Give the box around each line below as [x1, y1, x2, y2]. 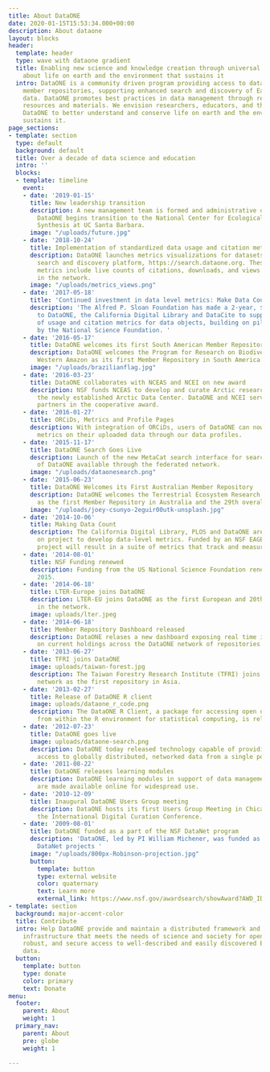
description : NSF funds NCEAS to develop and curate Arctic [29, 386, 235, 394]
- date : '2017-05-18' [22, 289, 95, 297]
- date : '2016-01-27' [22, 408, 95, 417]
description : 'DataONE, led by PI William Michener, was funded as [29, 835, 261, 843]
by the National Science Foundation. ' [37, 326, 171, 334]
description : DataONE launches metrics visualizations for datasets [29, 251, 264, 259]
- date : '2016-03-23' [22, 371, 95, 379]
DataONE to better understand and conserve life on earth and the [22, 109, 250, 118]
